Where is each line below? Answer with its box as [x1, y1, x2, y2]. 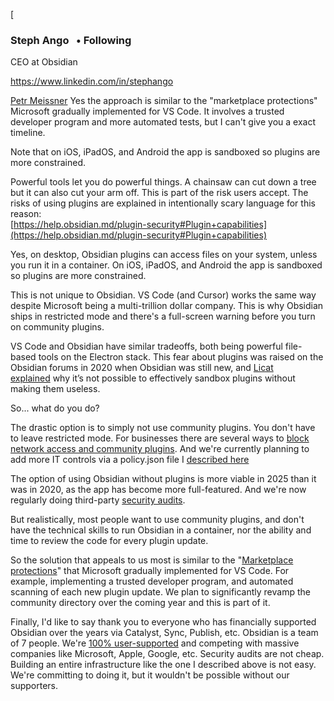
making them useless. [10, 383, 101, 395]
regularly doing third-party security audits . [10, 494, 186, 506]
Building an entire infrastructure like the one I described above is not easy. [10, 659, 317, 671]
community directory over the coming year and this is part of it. [10, 597, 271, 609]
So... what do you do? [10, 402, 100, 414]
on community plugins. [10, 321, 105, 333]
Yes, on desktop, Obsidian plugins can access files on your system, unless [10, 249, 318, 261]
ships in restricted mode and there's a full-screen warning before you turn [10, 310, 316, 323]
